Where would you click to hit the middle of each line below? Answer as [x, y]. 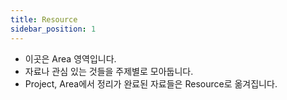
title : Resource [44, 19]
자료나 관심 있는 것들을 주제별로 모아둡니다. [109, 71]
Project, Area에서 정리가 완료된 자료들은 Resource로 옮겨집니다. [151, 83]
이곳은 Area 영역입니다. [70, 58]
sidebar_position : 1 [53, 29]
